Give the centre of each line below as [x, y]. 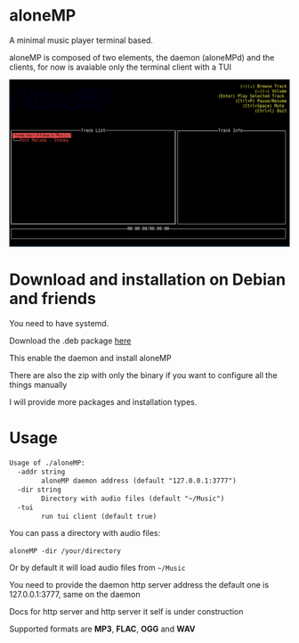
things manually [38, 384]
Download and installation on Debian [148, 280]
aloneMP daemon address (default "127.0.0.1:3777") [139, 481]
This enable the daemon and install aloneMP [90, 358]
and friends [53, 298]
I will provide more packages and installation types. [103, 401]
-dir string [40, 490]
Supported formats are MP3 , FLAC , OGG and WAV [102, 629]
